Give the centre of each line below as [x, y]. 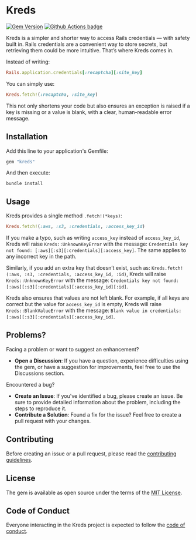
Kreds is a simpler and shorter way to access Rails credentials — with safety [98, 38]
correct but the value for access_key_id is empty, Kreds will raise [84, 304]
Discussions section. [39, 373]
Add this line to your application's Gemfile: [57, 151]
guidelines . [19, 459]
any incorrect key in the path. [42, 257]
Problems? [26, 335]
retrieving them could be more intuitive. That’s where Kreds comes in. [90, 50]
